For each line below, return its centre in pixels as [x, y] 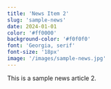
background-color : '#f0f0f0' [49, 39]
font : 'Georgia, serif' [41, 46]
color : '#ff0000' [32, 33]
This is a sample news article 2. [52, 78]
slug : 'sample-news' [37, 20]
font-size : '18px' [33, 52]
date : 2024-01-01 [32, 26]
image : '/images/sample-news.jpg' [57, 59]
